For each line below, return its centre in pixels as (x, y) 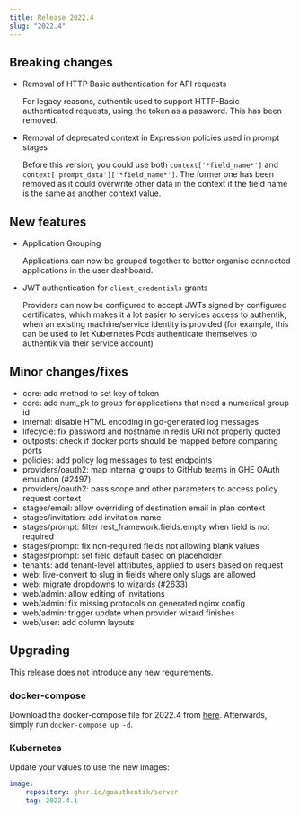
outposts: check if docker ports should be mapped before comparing (150, 440)
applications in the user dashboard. (88, 270)
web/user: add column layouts (78, 622)
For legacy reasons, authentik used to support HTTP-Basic (131, 102)
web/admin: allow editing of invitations (93, 593)
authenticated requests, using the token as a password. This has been (152, 111)
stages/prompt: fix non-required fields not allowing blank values (141, 545)
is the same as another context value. (92, 193)
